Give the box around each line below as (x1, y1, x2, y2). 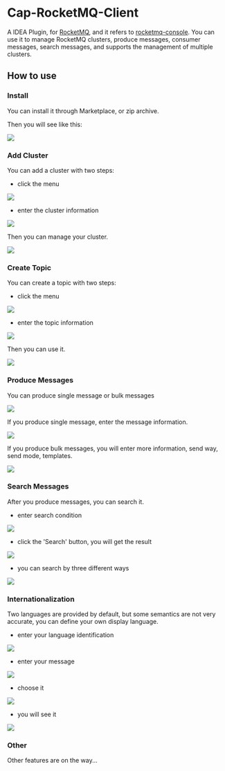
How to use (7, 70, 57, 82)
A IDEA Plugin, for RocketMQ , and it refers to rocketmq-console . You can (7, 28, 215, 36)
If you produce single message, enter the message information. (7, 418, 188, 426)
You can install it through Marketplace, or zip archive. (7, 106, 159, 115)
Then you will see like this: (7, 120, 83, 128)
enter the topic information (17, 319, 93, 327)
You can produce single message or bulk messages (7, 391, 154, 400)
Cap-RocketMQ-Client (7, 5, 139, 21)
